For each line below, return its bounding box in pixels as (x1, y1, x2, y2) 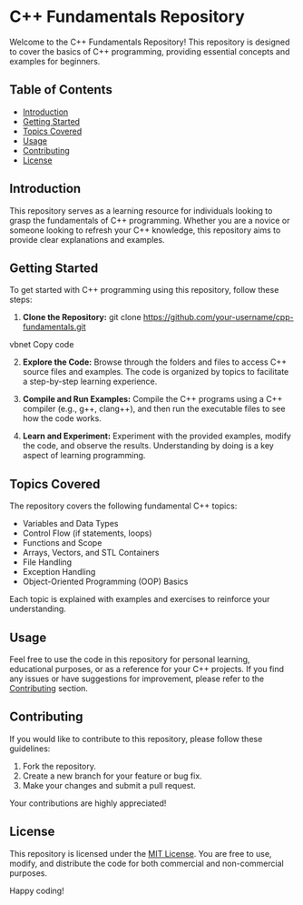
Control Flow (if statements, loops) (22, 528, 152, 538)
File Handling (22, 557, 73, 568)
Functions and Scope (22, 538, 103, 548)
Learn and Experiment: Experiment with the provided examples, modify (22, 430, 292, 442)
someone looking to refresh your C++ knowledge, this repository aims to (9, 225, 281, 236)
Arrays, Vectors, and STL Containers (22, 548, 161, 558)
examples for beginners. (9, 55, 101, 66)
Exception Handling (22, 567, 96, 578)
